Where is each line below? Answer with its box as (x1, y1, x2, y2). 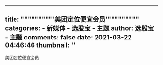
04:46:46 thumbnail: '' (5, 41, 76, 50)
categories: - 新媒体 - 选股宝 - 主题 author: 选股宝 (5, 25, 154, 33)
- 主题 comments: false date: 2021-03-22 (5, 33, 132, 41)
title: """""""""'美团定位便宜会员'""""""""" (5, 15, 140, 24)
